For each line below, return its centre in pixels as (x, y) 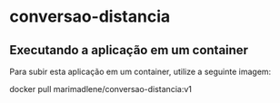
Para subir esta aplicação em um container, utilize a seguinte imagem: (140, 71)
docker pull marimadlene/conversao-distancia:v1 (101, 89)
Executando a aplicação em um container (129, 50)
